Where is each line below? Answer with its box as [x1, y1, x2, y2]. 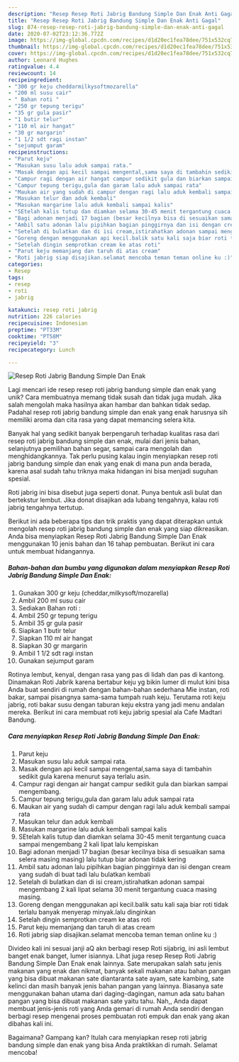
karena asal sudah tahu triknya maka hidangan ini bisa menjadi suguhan [8, 467, 218, 476]
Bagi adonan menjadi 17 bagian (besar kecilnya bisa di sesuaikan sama [18, 848, 226, 856]
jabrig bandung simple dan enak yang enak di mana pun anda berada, [8, 459, 212, 468]
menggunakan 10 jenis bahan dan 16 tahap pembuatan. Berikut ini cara [8, 540, 215, 548]
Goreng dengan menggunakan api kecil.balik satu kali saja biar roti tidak [18, 900, 229, 909]
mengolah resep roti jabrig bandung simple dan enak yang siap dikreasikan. [8, 525, 230, 533]
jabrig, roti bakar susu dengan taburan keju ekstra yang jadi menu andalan [8, 700, 226, 709]
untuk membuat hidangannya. [8, 547, 95, 556]
